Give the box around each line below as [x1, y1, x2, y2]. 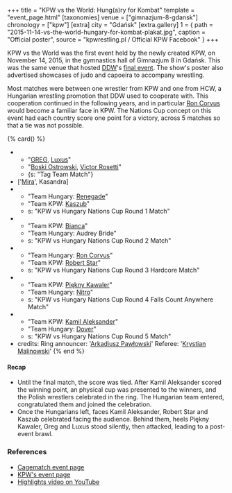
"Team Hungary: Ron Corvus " [27, 251, 113, 259]
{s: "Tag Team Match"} [27, 170, 94, 178]
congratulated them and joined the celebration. [17, 400, 152, 408]
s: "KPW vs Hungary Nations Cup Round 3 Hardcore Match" [27, 266, 200, 274]
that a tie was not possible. [7, 121, 85, 129]
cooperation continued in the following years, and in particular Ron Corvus [7, 99, 220, 107]
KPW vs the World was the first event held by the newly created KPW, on [7, 49, 215, 57]
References [7, 447, 47, 457]
